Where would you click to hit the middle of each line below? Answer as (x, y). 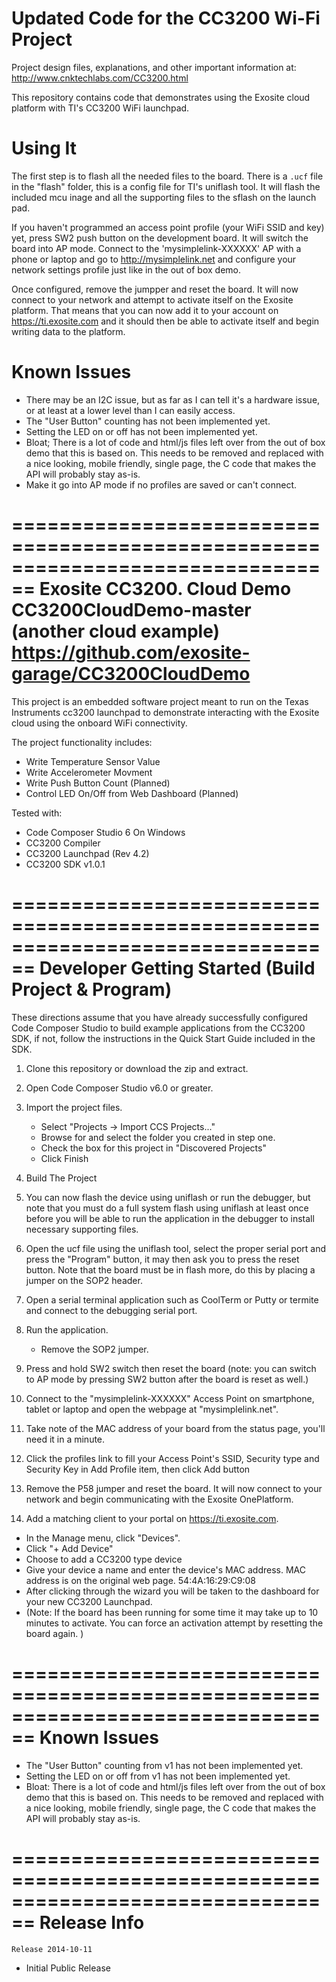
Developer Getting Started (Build (177, 968)
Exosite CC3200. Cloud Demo (165, 589)
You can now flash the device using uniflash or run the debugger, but (168, 1197)
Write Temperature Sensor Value (93, 761)
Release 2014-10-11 (52, 1949)
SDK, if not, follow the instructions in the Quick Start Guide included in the (163, 1038)
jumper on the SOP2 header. (84, 1280)
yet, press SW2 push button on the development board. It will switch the (160, 238)
